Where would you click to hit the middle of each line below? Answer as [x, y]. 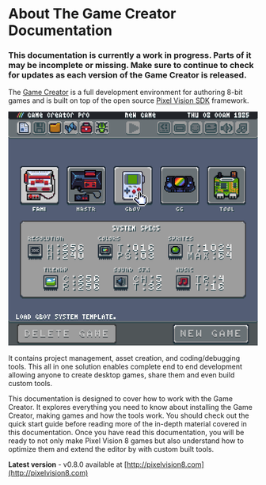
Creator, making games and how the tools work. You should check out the [129, 415]
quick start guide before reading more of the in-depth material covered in [128, 423]
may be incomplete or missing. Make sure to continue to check [131, 66]
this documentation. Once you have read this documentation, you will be [126, 432]
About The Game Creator [92, 14]
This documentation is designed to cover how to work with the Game [121, 398]
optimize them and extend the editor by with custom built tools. [111, 449]
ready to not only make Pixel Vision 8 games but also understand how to [126, 441]
